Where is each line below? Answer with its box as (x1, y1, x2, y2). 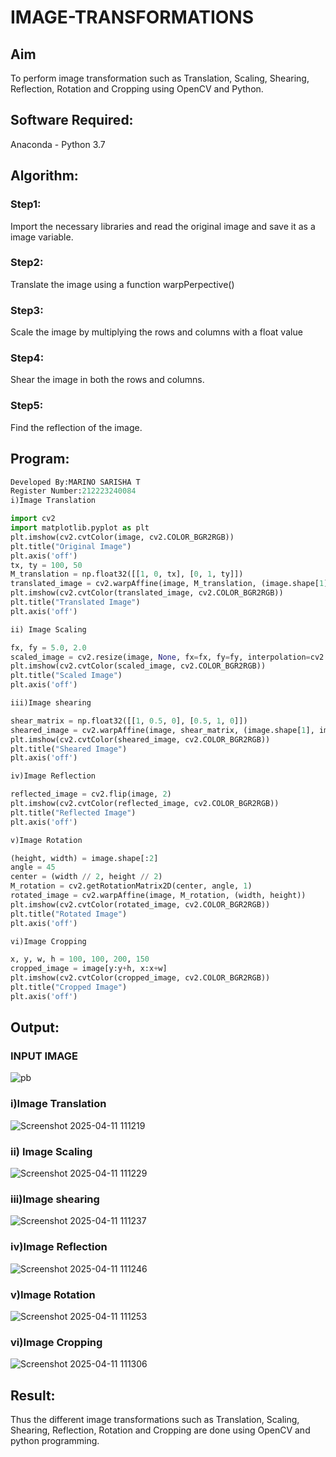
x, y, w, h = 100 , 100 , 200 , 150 (10, 954, 150, 965)
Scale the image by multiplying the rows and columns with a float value (10, 326, 303, 338)
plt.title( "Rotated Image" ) (10, 909, 128, 919)
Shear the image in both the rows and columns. (10, 374, 205, 386)
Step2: (10, 256, 44, 270)
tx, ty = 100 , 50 (10, 560, 83, 570)
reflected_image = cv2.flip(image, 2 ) (10, 789, 172, 800)
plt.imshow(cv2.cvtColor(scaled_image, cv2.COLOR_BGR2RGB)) (10, 661, 267, 671)
